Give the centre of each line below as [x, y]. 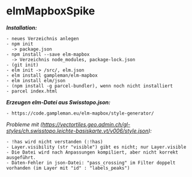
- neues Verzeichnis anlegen [43, 38]
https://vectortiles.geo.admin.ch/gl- [86, 124]
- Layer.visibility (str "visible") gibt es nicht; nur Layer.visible [96, 147]
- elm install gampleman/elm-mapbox [52, 75]
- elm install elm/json [36, 80]
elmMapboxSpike [51, 11]
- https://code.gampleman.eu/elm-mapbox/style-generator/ [80, 113]
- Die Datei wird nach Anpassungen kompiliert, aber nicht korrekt [92, 152]
